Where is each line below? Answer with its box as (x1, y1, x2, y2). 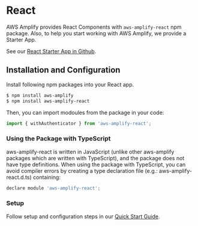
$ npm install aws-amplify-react (6, 98, 90, 104)
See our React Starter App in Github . (6, 47, 97, 54)
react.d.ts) (6, 173, 32, 181)
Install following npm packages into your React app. (6, 81, 134, 88)
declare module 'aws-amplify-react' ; (6, 185, 101, 191)
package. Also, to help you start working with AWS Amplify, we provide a (6, 29, 187, 36)
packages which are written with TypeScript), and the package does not (6, 154, 185, 161)
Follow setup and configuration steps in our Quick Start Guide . (6, 213, 160, 220)
